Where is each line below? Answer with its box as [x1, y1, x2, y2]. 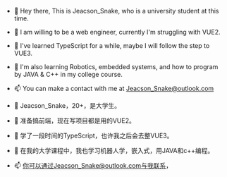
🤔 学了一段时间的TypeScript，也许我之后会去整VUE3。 [13, 131, 173, 140]
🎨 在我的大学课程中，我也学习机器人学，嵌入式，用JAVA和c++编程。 [13, 147, 214, 154]
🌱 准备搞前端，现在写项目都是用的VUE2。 [13, 116, 135, 125]
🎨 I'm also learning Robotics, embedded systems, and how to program [13, 63, 219, 71]
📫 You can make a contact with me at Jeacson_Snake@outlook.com [13, 85, 214, 92]
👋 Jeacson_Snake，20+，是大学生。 [13, 102, 121, 109]
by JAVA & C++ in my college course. [13, 71, 123, 78]
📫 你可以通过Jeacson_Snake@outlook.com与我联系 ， [13, 161, 173, 169]
